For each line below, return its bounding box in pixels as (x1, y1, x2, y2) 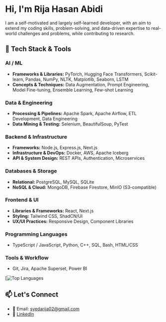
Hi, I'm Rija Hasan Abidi (5, 3, 103, 15)
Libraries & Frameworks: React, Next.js (12, 207, 94, 214)
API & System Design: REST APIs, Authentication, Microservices (12, 155, 145, 161)
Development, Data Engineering (12, 116, 78, 122)
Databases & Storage (5, 168, 57, 175)
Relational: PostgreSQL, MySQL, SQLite (12, 179, 94, 185)
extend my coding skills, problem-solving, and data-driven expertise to (5, 25, 151, 31)
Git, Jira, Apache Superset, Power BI (12, 265, 87, 271)
